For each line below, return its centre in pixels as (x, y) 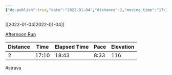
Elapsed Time (72, 47)
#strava (13, 68)
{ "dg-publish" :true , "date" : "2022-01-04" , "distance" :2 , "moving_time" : (81, 10)
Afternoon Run (21, 34)
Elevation (123, 47)
